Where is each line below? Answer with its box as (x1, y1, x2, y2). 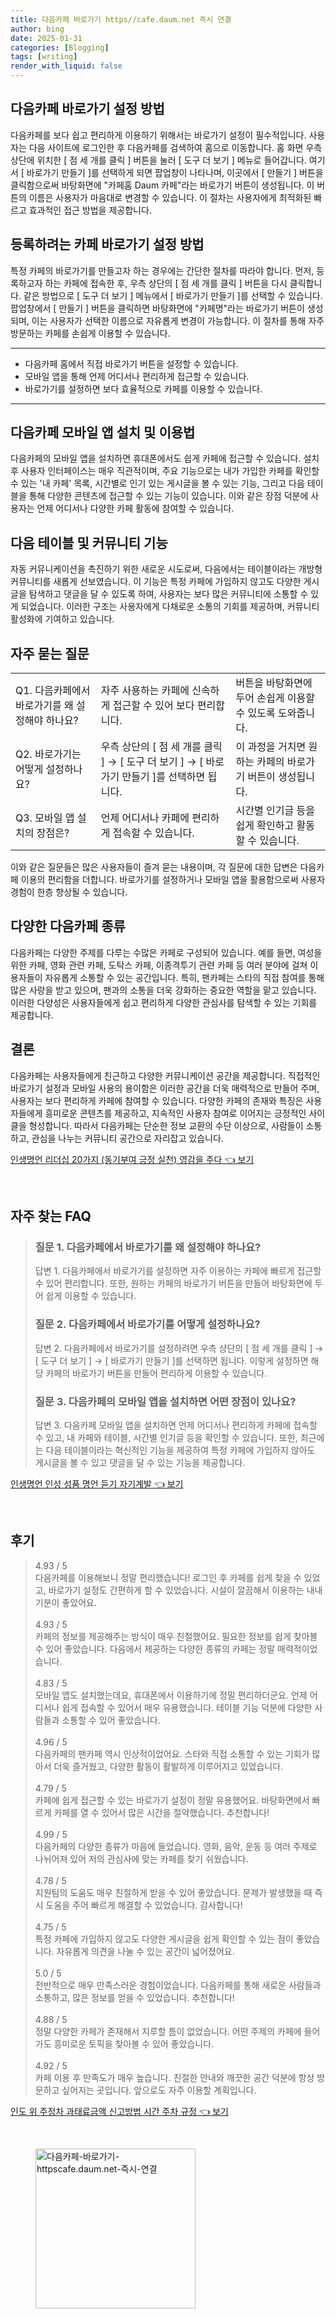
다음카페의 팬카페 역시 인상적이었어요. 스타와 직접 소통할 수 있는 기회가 (34, 1747, 310, 1760)
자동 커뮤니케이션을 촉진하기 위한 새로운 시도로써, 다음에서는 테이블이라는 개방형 (10, 563, 323, 575)
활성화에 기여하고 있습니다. (10, 613, 115, 625)
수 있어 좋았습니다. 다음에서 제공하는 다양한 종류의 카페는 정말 (34, 1642, 276, 1655)
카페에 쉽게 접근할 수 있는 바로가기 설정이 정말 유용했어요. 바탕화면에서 (34, 1794, 310, 1806)
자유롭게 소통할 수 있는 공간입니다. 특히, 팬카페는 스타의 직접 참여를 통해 (44, 971, 325, 983)
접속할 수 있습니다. (112, 826, 195, 840)
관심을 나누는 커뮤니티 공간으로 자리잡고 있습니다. (31, 1132, 224, 1144)
